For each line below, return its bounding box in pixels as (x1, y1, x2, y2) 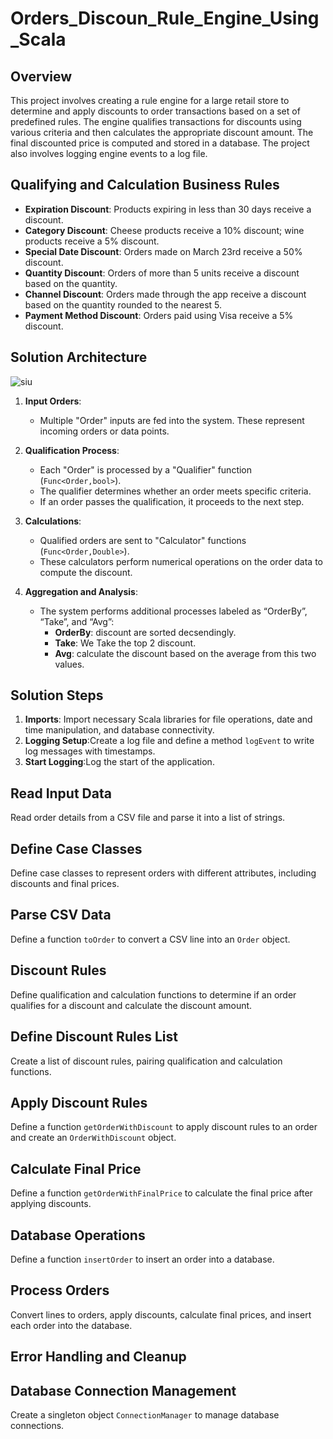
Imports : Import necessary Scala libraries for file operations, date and (24, 713, 313, 726)
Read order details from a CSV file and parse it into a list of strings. (10, 812, 286, 824)
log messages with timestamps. (24, 745, 156, 757)
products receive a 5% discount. (24, 235, 160, 247)
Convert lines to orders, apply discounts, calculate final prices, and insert (10, 1308, 312, 1321)
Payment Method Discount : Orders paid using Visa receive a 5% (24, 309, 294, 321)
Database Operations (10, 1227, 146, 1244)
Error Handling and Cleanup (10, 1348, 187, 1366)
